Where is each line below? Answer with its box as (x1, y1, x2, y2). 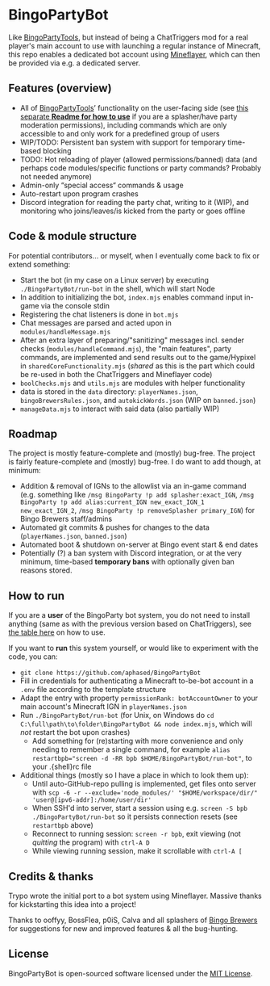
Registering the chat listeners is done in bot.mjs (19, 309, 179, 319)
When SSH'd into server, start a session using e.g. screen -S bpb (31, 803, 248, 813)
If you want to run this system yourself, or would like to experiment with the (8, 644, 260, 653)
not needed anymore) (19, 171, 93, 181)
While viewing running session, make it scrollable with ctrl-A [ (31, 846, 243, 856)
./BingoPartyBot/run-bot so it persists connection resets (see (31, 812, 238, 821)
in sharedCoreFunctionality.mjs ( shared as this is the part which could (19, 361, 255, 371)
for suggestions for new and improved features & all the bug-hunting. (8, 924, 239, 934)
